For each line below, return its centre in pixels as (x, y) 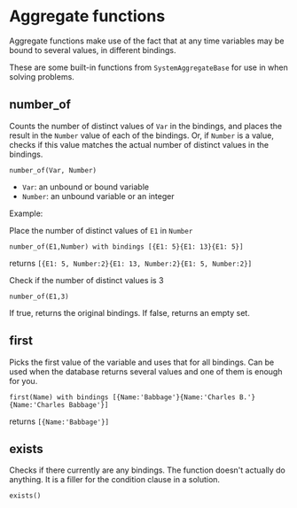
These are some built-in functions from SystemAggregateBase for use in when (148, 67)
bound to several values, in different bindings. (93, 50)
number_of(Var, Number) (53, 170)
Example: (26, 213)
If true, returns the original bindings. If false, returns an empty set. (129, 312)
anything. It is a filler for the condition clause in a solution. (114, 480)
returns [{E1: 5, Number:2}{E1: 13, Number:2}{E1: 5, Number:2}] (131, 263)
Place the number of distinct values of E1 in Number (101, 230)
